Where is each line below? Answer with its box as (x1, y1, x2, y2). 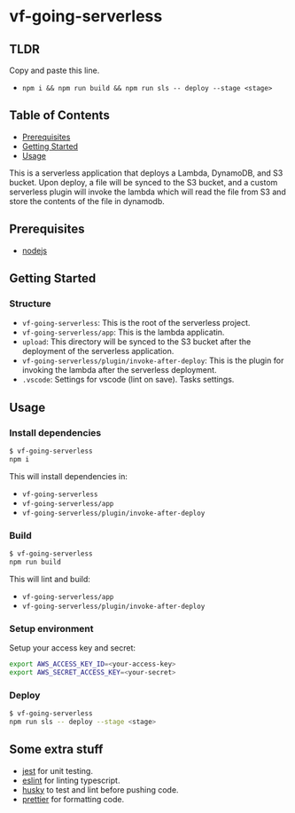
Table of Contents (9, 108, 111, 123)
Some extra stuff (9, 742, 104, 757)
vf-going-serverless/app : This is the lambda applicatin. (21, 327, 225, 338)
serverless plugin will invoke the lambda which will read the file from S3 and (9, 186, 286, 197)
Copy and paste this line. (9, 65, 100, 75)
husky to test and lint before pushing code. (21, 784, 179, 795)
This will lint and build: (9, 573, 91, 584)
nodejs (21, 245, 47, 256)
